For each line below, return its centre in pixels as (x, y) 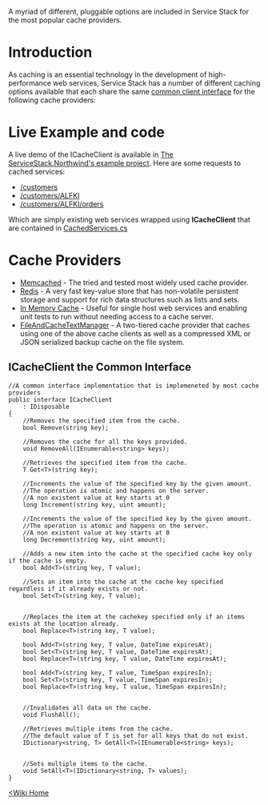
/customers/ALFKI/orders (62, 204)
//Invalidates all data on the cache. (87, 707)
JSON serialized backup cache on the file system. (102, 342)
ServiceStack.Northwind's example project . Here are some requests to (125, 162)
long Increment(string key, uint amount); (94, 505)
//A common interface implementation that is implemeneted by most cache (134, 386)
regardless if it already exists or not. (78, 589)
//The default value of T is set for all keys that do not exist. (136, 735)
